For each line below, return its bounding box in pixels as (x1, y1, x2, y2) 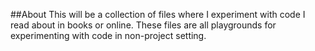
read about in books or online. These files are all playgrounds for (10, 19, 277, 31)
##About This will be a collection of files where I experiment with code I (10, 9, 306, 20)
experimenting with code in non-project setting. (10, 30, 207, 41)
